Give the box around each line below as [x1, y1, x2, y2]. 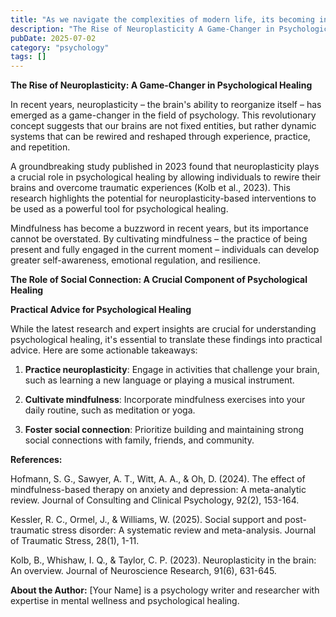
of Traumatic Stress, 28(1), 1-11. [10, 535, 140, 547]
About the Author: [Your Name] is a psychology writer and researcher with [10, 584, 320, 596]
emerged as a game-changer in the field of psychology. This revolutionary [10, 109, 317, 121]
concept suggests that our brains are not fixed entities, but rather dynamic [10, 120, 317, 132]
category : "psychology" [10, 42, 110, 53]
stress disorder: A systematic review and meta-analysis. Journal [51, 524, 317, 536]
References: [10, 454, 63, 466]
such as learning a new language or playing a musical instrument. [24, 374, 295, 386]
